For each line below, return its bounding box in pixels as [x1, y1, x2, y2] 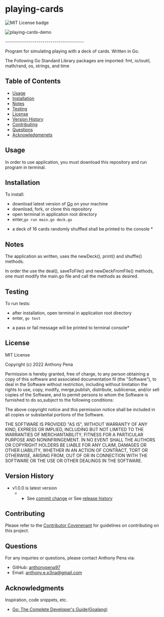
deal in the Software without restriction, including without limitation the [5, 381, 148, 387]
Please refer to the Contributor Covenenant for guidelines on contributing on [5, 522, 159, 528]
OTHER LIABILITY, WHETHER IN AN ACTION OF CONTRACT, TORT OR [5, 447, 148, 453]
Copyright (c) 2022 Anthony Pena [5, 361, 73, 367]
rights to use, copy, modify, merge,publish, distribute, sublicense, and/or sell [5, 386, 160, 392]
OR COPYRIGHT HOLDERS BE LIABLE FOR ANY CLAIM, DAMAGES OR [5, 442, 147, 448]
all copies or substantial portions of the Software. [5, 411, 104, 417]
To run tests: [5, 301, 30, 306]
